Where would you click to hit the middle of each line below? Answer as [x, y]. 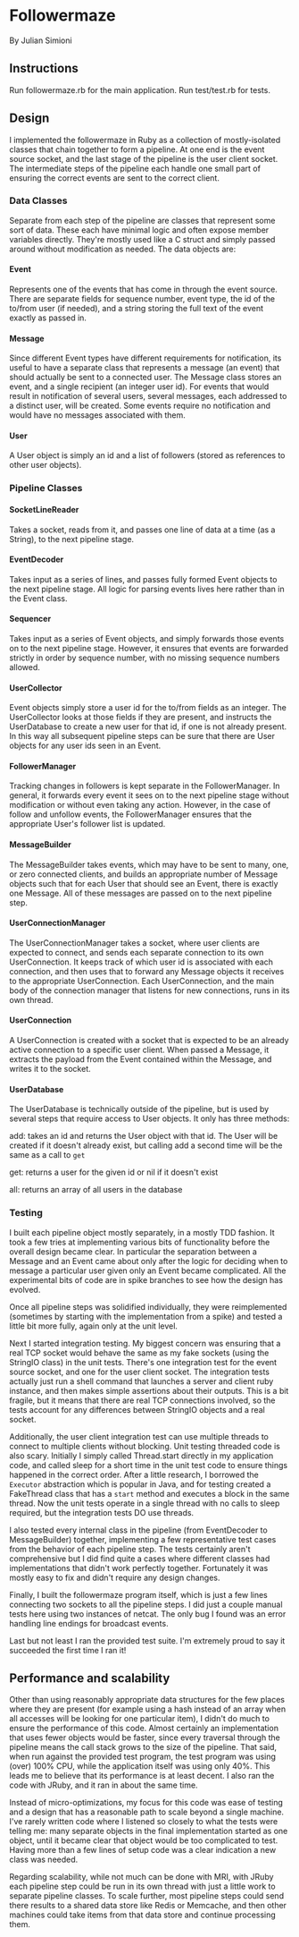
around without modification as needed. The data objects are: [123, 249]
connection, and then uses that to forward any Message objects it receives [147, 971]
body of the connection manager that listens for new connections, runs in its [149, 990]
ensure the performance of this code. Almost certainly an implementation [144, 1729]
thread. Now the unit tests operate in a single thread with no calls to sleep [145, 1503]
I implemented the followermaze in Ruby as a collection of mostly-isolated [145, 140]
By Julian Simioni [41, 40]
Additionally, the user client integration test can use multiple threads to [139, 1436]
